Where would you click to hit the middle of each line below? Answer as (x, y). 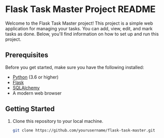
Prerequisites (27, 55)
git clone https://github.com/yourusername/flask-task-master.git (84, 130)
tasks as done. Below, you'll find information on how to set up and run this (82, 34)
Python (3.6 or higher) (36, 77)
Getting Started (30, 109)
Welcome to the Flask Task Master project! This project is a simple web (79, 23)
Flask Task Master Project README (80, 9)
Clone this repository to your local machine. (58, 121)
